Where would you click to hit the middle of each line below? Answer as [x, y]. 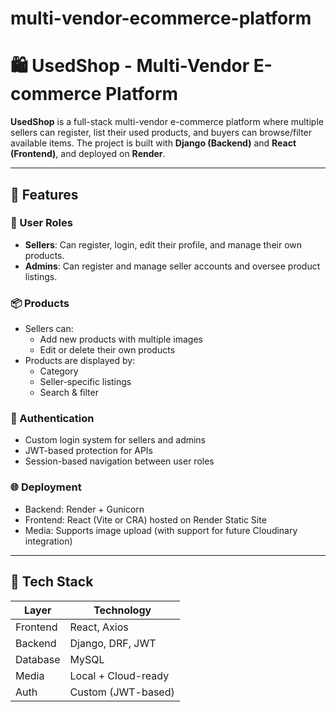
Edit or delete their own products [107, 350]
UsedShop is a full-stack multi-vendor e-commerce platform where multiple [167, 122]
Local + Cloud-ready [119, 675]
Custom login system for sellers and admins [115, 440]
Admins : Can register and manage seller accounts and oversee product [172, 266]
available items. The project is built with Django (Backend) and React [153, 143]
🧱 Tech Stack [52, 582]
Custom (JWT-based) [122, 692]
